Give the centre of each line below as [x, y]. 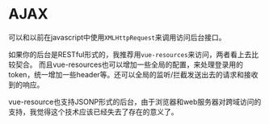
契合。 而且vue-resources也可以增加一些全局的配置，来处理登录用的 [129, 64]
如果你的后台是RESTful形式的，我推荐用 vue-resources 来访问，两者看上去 [130, 54]
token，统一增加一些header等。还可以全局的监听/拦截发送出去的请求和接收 [133, 74]
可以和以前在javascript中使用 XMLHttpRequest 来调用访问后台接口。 [117, 37]
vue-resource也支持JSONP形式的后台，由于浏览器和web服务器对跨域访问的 [135, 101]
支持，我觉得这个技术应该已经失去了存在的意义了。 [93, 112]
